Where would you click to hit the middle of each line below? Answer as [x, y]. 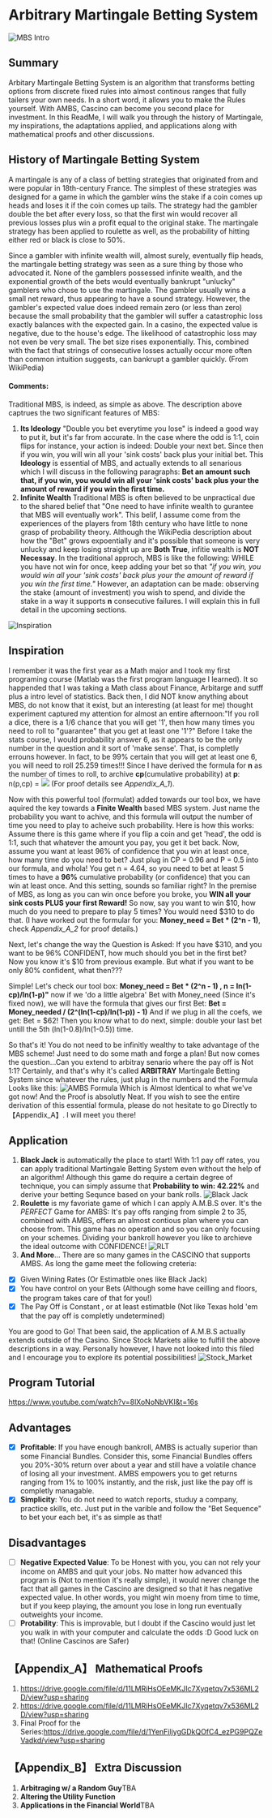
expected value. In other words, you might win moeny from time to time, [140, 1597]
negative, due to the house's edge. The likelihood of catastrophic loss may [133, 333]
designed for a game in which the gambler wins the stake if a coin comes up [136, 196]
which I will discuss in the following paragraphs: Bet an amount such [135, 472]
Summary [34, 63]
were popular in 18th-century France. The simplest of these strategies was [133, 187]
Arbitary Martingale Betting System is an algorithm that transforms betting [132, 82]
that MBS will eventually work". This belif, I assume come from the [130, 515]
